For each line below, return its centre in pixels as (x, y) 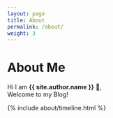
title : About (26, 20)
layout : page (26, 14)
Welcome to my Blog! (38, 94)
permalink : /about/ (36, 27)
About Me (36, 68)
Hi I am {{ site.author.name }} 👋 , (54, 87)
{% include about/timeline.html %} (57, 108)
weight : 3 (22, 33)
